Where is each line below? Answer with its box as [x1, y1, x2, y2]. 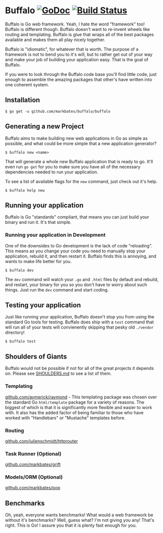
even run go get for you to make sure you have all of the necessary [5, 164, 140, 170]
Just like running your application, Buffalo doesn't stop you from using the [5, 314, 155, 320]
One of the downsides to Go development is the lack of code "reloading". [5, 242, 153, 248]
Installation [5, 96, 40, 104]
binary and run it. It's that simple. [5, 219, 72, 225]
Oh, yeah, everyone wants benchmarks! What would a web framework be [5, 512, 153, 518]
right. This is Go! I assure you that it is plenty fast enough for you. [5, 522, 137, 529]
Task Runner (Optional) [5, 450, 62, 457]
